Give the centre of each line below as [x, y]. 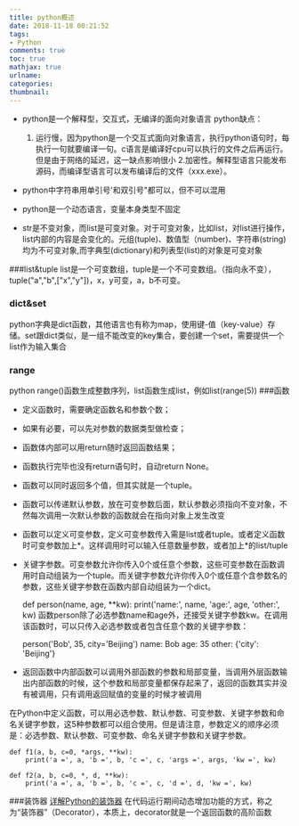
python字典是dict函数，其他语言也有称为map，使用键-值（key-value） [139, 324]
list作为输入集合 [38, 346]
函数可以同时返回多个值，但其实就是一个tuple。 [109, 486]
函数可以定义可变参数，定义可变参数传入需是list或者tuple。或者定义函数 [154, 535]
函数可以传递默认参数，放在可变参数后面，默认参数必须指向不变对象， [151, 504]
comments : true [37, 51]
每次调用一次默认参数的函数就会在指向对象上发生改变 [127, 515]
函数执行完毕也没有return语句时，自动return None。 [117, 466]
